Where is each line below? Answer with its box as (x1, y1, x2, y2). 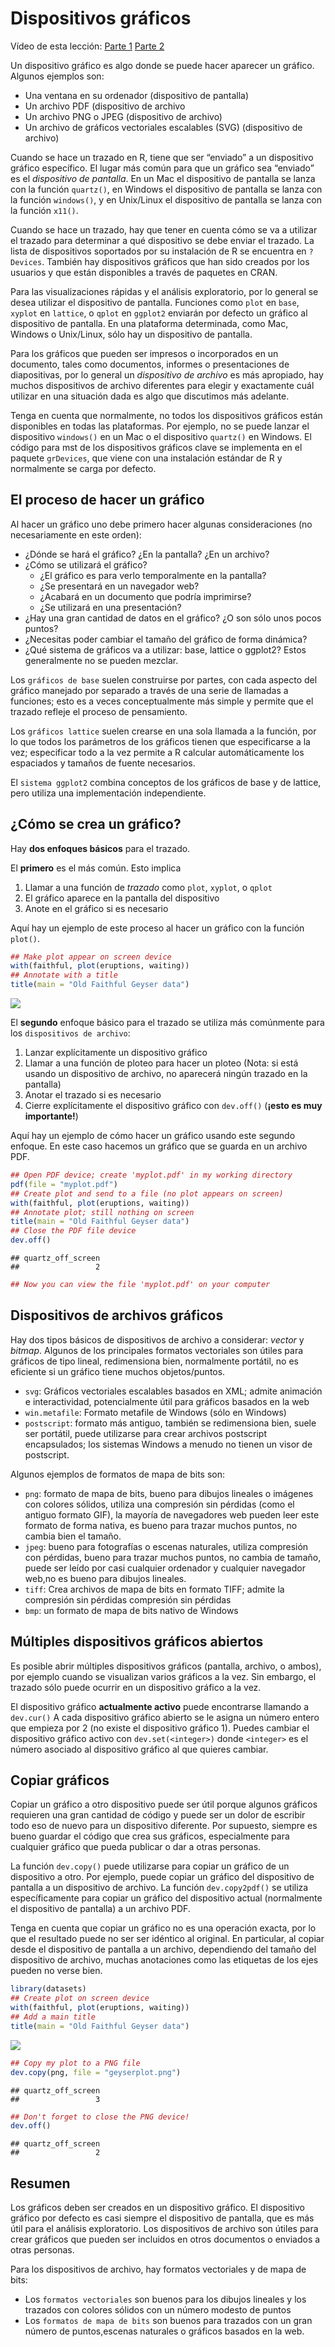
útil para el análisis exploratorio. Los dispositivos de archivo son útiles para (10, 2223, 319, 2235)
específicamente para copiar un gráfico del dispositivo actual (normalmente (10, 1892, 323, 1904)
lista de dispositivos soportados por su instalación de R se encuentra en (10, 245, 307, 257)
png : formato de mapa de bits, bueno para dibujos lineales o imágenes (24, 1487, 314, 1499)
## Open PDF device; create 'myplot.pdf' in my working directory (10, 1170, 293, 1181)
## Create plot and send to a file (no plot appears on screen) (10, 1188, 284, 1199)
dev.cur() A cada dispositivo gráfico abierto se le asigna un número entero (10, 1711, 320, 1723)
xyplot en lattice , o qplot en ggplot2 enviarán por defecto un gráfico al (10, 307, 308, 319)
